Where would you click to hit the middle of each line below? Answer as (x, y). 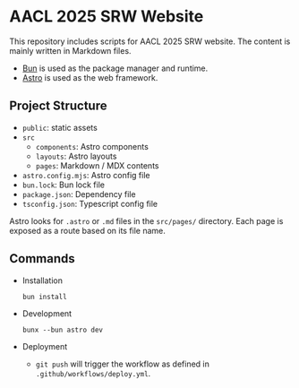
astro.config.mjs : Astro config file (86, 175)
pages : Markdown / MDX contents (97, 165)
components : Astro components (92, 146)
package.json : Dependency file (79, 194)
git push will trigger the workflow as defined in (123, 364)
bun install (44, 297)
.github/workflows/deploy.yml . (93, 373)
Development (47, 313)
